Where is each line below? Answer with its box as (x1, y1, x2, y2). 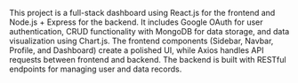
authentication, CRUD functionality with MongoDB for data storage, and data (9, 26, 290, 36)
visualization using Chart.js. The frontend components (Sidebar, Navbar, (9, 35, 274, 46)
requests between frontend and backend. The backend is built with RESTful (9, 55, 286, 64)
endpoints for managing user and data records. (9, 64, 182, 74)
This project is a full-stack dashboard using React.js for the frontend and (9, 8, 276, 18)
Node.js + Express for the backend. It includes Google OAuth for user (9, 17, 264, 27)
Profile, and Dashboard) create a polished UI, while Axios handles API (9, 45, 264, 56)
